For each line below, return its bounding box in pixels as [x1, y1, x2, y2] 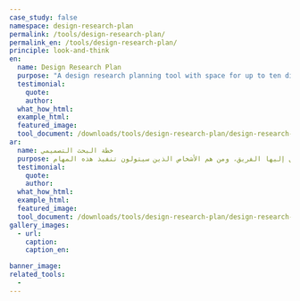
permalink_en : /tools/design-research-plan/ [9, 38, 178, 47]
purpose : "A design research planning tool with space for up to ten [17, 71, 281, 80]
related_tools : [9, 270, 66, 280]
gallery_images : [9, 221, 70, 230]
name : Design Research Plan [17, 63, 122, 72]
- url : [17, 229, 42, 238]
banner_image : [9, 262, 62, 271]
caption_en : [25, 246, 70, 255]
